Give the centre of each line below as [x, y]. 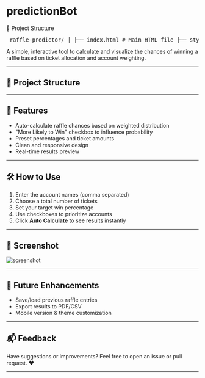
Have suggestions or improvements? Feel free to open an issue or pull [94, 356]
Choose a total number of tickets [56, 201]
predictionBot [42, 11]
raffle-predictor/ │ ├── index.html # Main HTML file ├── [98, 40]
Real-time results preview [47, 151]
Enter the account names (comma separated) [72, 195]
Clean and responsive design [52, 145]
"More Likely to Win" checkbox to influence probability [84, 132]
